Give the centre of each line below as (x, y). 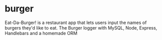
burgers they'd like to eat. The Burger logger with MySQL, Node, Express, (81, 27)
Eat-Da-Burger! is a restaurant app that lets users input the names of (76, 22)
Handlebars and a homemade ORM (41, 33)
